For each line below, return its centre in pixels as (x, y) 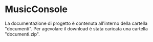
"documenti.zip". (23, 34)
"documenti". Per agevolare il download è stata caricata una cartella (76, 28)
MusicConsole (36, 9)
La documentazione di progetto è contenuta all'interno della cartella (76, 23)
